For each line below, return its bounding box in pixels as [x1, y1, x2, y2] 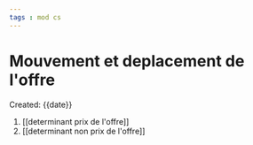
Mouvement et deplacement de [9, 50, 245, 71]
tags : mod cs [9, 12, 62, 22]
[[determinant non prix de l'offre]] [21, 126, 146, 136]
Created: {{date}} [9, 99, 73, 110]
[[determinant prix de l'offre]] [21, 116, 130, 126]
